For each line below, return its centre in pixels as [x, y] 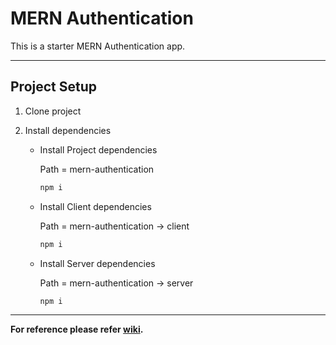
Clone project [53, 111]
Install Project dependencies [98, 149]
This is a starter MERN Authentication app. [98, 46]
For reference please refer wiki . [77, 329]
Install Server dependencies [97, 263]
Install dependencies [68, 130]
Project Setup [54, 87]
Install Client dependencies [95, 206]
